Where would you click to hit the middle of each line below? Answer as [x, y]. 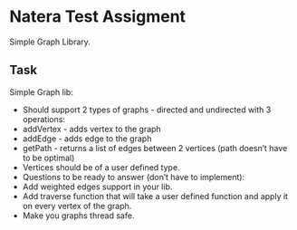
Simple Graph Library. [50, 42]
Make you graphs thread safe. [78, 216]
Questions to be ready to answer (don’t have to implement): [134, 177]
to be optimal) [48, 158]
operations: [44, 119]
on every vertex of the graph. [77, 206]
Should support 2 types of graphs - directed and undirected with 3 [147, 110]
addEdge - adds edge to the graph [87, 139]
